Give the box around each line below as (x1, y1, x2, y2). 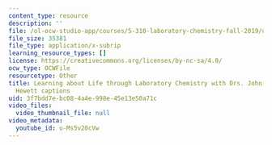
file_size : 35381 (8, 34, 67, 43)
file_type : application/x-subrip (8, 42, 121, 50)
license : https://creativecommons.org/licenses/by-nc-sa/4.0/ (8, 57, 223, 65)
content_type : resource (8, 11, 89, 20)
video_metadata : (8, 117, 63, 125)
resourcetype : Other (8, 72, 79, 80)
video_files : (8, 101, 53, 110)
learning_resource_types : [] (8, 49, 107, 57)
